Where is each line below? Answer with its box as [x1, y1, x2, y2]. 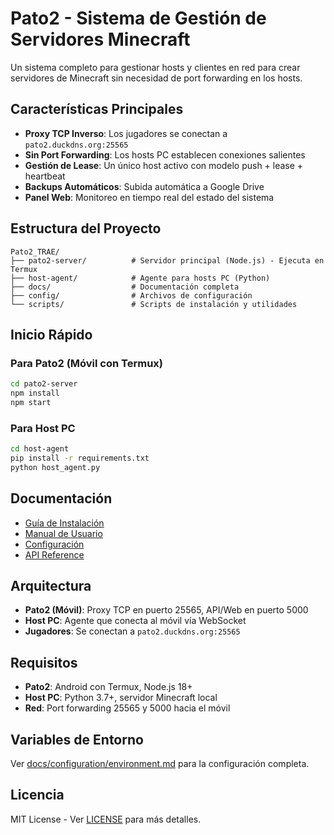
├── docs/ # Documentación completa [10, 282, 240, 292]
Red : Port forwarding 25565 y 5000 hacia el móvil [24, 702, 231, 714]
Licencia [10, 787, 65, 804]
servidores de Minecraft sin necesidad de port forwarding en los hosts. [10, 72, 303, 84]
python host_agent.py [10, 462, 101, 472]
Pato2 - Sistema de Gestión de [10, 7, 267, 30]
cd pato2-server [10, 379, 78, 389]
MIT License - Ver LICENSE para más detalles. [10, 813, 202, 825]
